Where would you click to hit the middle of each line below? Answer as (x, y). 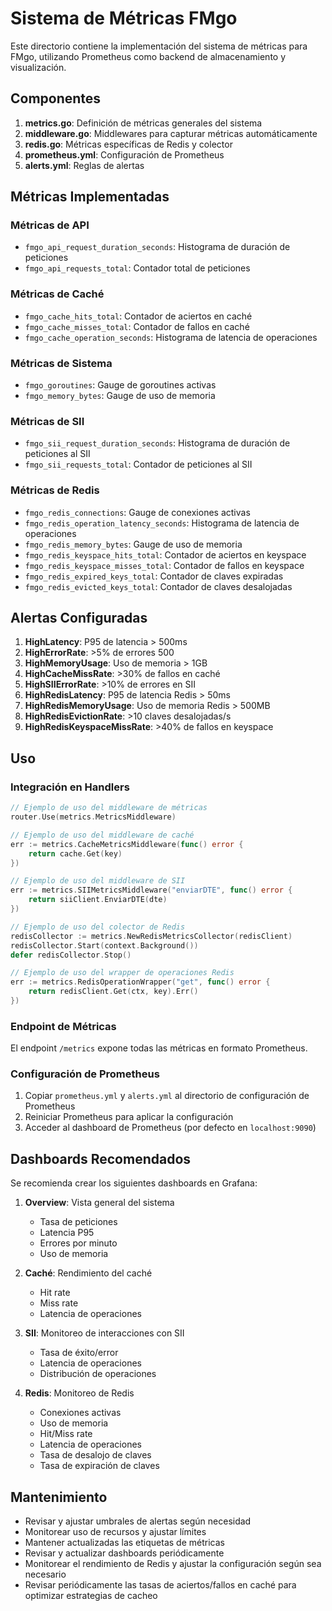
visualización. (38, 67)
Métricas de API (50, 225)
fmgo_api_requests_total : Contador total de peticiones (137, 268)
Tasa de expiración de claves (99, 1466)
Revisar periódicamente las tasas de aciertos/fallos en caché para (160, 1585)
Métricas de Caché (57, 294)
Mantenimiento (59, 1497)
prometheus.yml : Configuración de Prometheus (124, 154)
